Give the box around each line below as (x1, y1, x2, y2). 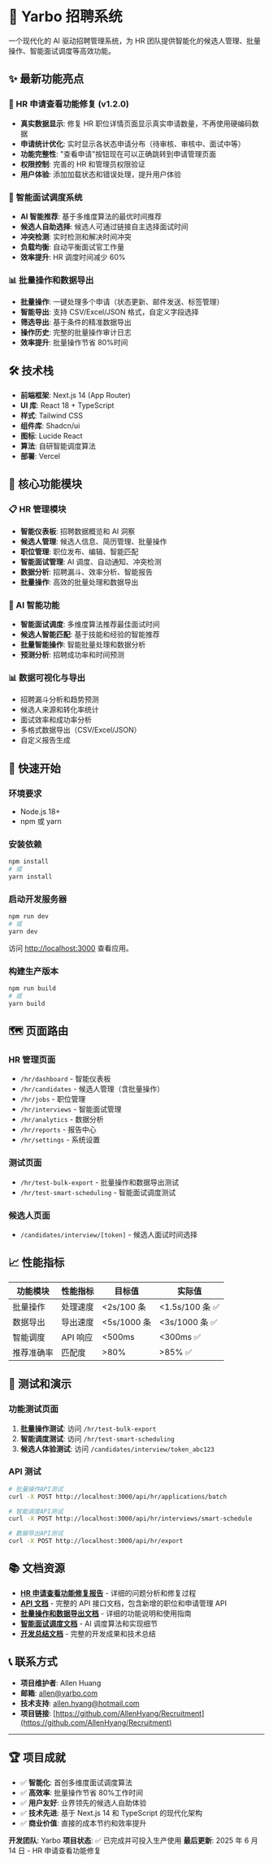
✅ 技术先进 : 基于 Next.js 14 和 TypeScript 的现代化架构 (19, 1808, 203, 1818)
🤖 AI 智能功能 (8, 599, 60, 610)
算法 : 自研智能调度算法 (19, 441, 96, 451)
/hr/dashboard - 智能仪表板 (19, 1074, 111, 1084)
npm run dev (8, 912, 49, 921)
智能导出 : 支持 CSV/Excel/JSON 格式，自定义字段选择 (19, 307, 199, 317)
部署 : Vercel (19, 452, 61, 461)
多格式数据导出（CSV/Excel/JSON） (19, 725, 141, 735)
